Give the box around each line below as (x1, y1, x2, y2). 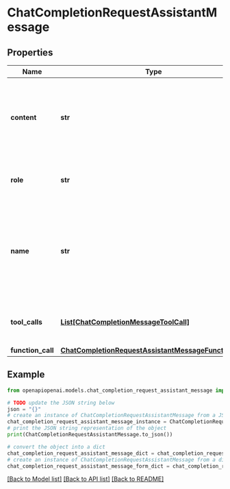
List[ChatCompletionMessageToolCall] (60, 317, 190, 327)
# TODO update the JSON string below (7, 399, 115, 406)
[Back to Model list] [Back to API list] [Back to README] (7, 475, 164, 484)
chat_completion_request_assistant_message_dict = (7, 450, 155, 457)
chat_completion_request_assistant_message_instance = (7, 418, 167, 425)
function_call (10, 346, 54, 355)
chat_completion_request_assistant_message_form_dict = (7, 462, 170, 470)
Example (7, 368, 45, 381)
